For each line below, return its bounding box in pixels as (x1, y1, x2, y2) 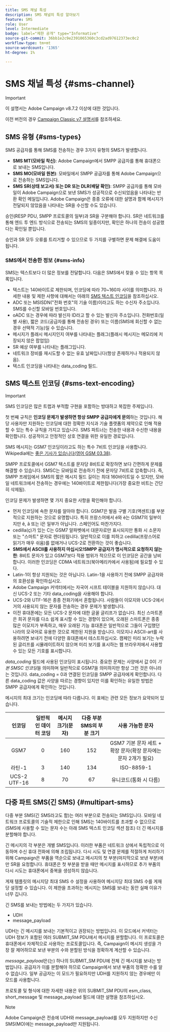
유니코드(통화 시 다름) (111, 776, 160, 784)
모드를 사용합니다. (5, 977, 41, 983)
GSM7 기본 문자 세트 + (109, 740, 162, 747)
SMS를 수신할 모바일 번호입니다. (12, 305, 77, 311)
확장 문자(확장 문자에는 (110, 747, 162, 755)
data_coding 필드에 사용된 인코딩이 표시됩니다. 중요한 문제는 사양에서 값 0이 (5, 659, 157, 665)
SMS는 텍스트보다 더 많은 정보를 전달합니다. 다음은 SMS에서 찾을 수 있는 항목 (5, 269, 158, 275)
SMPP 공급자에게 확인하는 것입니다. (5, 684, 76, 690)
